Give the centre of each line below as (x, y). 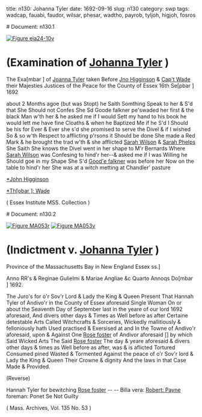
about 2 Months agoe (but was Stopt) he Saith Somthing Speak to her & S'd (100, 103)
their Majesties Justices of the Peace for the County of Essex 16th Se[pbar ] (100, 85)
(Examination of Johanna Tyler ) (88, 63)
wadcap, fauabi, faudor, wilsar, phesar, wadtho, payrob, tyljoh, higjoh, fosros (101, 15)
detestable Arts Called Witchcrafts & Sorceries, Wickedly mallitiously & (94, 321)
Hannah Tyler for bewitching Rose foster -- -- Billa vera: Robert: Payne (93, 389)
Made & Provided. (28, 367)
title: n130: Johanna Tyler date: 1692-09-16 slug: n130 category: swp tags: (98, 9)
